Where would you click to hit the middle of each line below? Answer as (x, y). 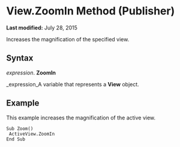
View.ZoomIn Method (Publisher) (91, 11)
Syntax (20, 58)
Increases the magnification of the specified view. (68, 39)
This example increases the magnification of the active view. (81, 118)
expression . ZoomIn (31, 73)
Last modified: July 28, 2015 (42, 28)
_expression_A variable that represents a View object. (73, 84)
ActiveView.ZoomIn (32, 134)
